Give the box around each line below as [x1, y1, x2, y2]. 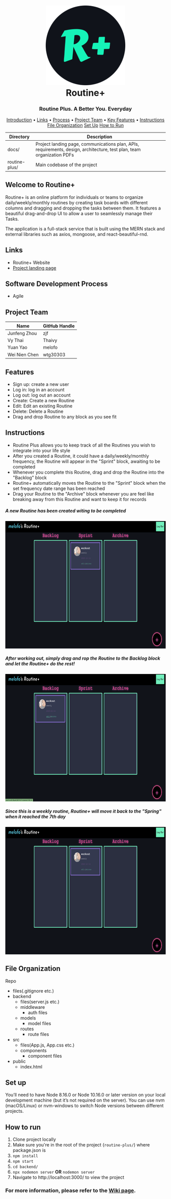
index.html [20, 1063, 42, 1070]
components [20, 1047, 47, 1053]
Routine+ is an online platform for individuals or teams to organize [5, 194, 144, 200]
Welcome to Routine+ [5, 180, 75, 189]
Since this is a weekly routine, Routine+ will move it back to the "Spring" [5, 808, 162, 815]
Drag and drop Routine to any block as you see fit [12, 414, 117, 420]
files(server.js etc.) [20, 999, 60, 1005]
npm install [12, 1154, 38, 1159]
